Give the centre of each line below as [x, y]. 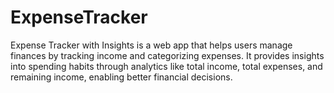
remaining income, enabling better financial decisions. [121, 77]
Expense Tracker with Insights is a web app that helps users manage [151, 45]
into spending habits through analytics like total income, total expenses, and [166, 66]
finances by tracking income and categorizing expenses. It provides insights [167, 55]
